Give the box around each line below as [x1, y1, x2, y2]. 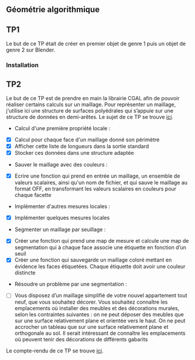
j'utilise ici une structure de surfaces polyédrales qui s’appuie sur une [6, 107, 174, 114]
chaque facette [14, 192, 52, 199]
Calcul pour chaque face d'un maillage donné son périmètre [14, 136, 160, 143]
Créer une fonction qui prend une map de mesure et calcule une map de [14, 237, 189, 244]
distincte [14, 269, 36, 276]
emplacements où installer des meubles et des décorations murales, [14, 305, 180, 312]
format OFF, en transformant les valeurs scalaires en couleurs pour [14, 185, 177, 192]
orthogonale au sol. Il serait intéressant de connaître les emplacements [14, 330, 186, 337]
